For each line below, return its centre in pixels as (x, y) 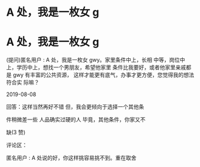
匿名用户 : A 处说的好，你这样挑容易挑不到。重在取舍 (71, 158)
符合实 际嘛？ (23, 82)
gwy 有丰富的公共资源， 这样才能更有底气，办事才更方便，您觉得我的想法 (104, 75)
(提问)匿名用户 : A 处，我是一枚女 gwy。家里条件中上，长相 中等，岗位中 (96, 60)
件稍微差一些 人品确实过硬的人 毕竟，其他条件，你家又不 (76, 120)
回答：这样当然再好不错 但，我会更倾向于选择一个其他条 (75, 107)
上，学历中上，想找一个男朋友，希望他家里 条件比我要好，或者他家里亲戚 (96, 67)
